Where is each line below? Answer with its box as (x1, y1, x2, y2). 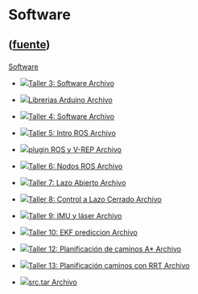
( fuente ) (8, 38, 51, 51)
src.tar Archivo (27, 277, 78, 287)
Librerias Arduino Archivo (27, 95, 113, 104)
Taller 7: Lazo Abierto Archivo (27, 178, 126, 187)
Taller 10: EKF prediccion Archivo (27, 227, 138, 237)
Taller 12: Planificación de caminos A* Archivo (27, 243, 182, 254)
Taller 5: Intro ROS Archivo (27, 128, 117, 137)
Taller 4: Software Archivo (27, 111, 115, 121)
